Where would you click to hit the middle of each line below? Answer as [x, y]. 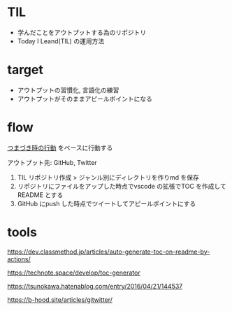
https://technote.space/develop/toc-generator [74, 273]
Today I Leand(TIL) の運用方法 [61, 41]
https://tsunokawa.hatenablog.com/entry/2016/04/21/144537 [95, 286]
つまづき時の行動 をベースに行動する [60, 147]
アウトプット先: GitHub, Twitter [52, 162]
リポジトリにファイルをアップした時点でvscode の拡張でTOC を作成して [122, 186]
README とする [40, 195]
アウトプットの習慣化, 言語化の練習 [68, 90]
